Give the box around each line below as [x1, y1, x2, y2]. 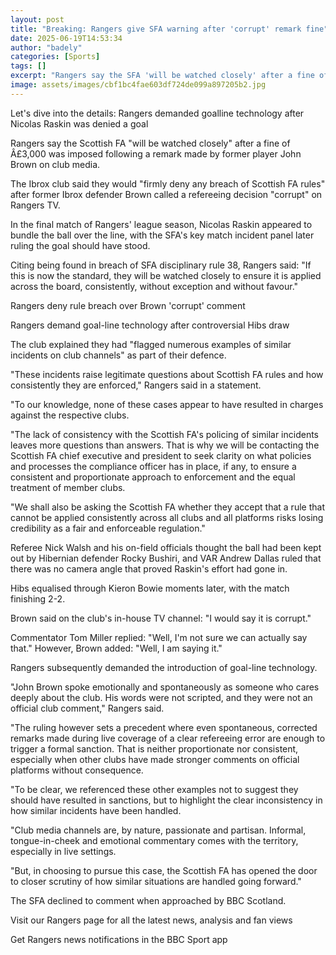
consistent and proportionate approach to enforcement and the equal [10, 471, 296, 483]
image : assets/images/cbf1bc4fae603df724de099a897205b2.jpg [10, 80, 267, 90]
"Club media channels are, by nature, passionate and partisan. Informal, [10, 824, 307, 836]
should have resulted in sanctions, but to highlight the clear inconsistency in [10, 794, 323, 806]
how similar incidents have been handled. [10, 804, 182, 816]
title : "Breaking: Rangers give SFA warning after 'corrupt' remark [10, 24, 302, 34]
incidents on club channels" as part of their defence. [10, 349, 227, 361]
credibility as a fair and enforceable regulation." [10, 522, 206, 534]
